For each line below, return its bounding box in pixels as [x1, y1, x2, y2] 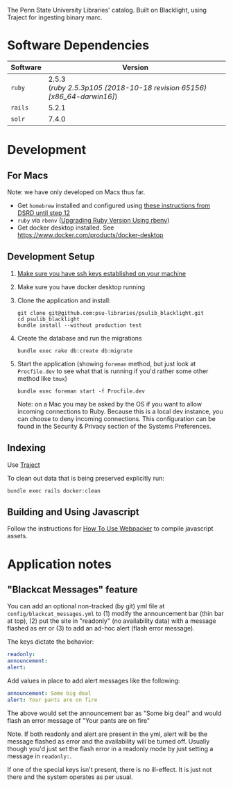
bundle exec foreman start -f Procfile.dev [17, 388, 146, 395]
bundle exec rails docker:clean [7, 487, 101, 495]
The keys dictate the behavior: [7, 637, 94, 646]
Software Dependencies [7, 37, 150, 53]
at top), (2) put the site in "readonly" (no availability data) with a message [7, 617, 216, 625]
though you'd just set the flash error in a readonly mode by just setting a [7, 744, 214, 753]
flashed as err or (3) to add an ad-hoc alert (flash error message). [7, 624, 196, 633]
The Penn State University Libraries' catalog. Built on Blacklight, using [7, 6, 207, 14]
